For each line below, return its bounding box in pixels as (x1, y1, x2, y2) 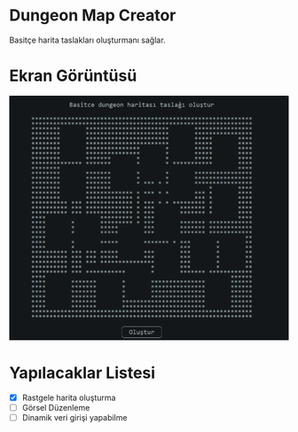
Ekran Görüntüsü (9, 66, 137, 86)
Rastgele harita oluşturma (21, 392, 116, 403)
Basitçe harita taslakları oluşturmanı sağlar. (9, 35, 166, 45)
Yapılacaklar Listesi (9, 363, 156, 383)
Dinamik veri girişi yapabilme (21, 412, 128, 422)
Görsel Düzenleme (21, 402, 90, 412)
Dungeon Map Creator (9, 5, 176, 26)
